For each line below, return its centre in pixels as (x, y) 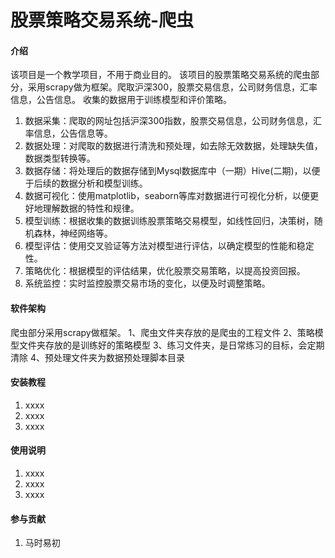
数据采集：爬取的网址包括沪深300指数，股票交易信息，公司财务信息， (169, 121)
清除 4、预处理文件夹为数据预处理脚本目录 (97, 357)
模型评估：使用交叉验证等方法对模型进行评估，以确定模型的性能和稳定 (169, 246)
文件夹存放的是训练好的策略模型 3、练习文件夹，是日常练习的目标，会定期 (171, 345)
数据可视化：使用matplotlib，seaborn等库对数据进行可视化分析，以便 (167, 196)
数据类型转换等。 (60, 158)
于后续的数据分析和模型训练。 (86, 183)
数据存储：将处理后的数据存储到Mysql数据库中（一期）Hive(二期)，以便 (172, 171)
